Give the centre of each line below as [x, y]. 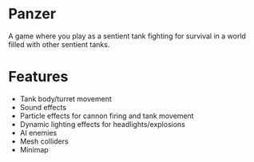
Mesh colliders [44, 141]
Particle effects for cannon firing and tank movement [107, 116]
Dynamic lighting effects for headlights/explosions [102, 124]
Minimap [34, 149]
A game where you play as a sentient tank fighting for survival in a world [127, 36]
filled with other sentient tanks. [59, 44]
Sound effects [43, 107]
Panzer [32, 14]
